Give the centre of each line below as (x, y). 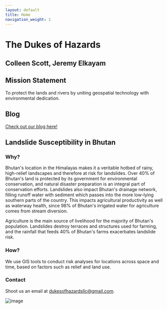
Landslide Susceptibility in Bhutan (60, 142)
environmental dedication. (32, 98)
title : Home (18, 15)
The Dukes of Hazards (53, 44)
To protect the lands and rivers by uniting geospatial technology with (77, 92)
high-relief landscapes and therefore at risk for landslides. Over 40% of (80, 173)
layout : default (22, 10)
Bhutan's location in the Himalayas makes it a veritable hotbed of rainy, (79, 168)
